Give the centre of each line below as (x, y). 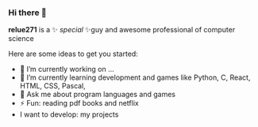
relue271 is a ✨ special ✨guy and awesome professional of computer (122, 30)
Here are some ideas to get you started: (73, 54)
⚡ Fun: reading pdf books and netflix (79, 103)
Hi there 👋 (28, 13)
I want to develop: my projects (69, 114)
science (21, 39)
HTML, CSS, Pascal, (52, 86)
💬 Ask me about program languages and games (98, 95)
